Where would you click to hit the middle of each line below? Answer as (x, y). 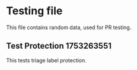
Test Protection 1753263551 (59, 46)
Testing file (34, 11)
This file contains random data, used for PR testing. (69, 27)
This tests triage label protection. (47, 60)
